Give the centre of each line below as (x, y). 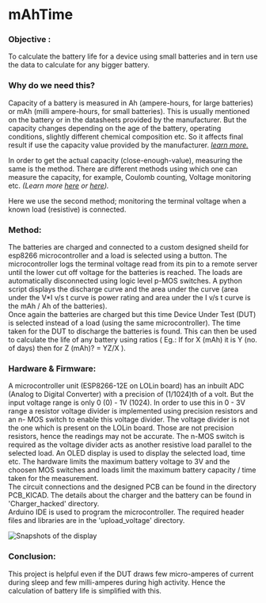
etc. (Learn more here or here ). (59, 185)
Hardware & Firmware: (52, 368)
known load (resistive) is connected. (67, 209)
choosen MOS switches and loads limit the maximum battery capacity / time (132, 470)
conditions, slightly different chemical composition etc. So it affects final (126, 136)
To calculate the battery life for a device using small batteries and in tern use (133, 56)
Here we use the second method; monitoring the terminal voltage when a (127, 200)
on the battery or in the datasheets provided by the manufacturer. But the (127, 120)
